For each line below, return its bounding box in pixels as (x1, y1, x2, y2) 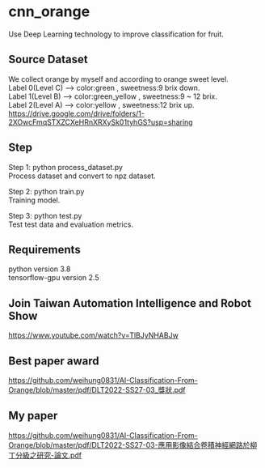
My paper (8, 409, 58, 423)
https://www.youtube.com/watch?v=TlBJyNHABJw (8, 330, 179, 340)
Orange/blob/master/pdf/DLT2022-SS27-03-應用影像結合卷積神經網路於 (8, 440, 250, 449)
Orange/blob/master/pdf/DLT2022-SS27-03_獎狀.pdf (8, 385, 186, 394)
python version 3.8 (8, 264, 71, 274)
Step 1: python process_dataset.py (8, 162, 124, 172)
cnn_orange (8, 2, 90, 21)
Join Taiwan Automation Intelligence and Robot (8, 296, 252, 310)
